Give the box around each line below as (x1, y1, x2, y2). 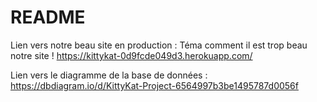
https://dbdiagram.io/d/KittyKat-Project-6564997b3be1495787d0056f (10, 79, 299, 91)
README (10, 6, 86, 29)
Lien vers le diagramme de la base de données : (10, 69, 208, 81)
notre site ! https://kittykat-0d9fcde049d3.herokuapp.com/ (10, 49, 253, 61)
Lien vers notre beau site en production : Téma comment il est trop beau (10, 39, 308, 51)
